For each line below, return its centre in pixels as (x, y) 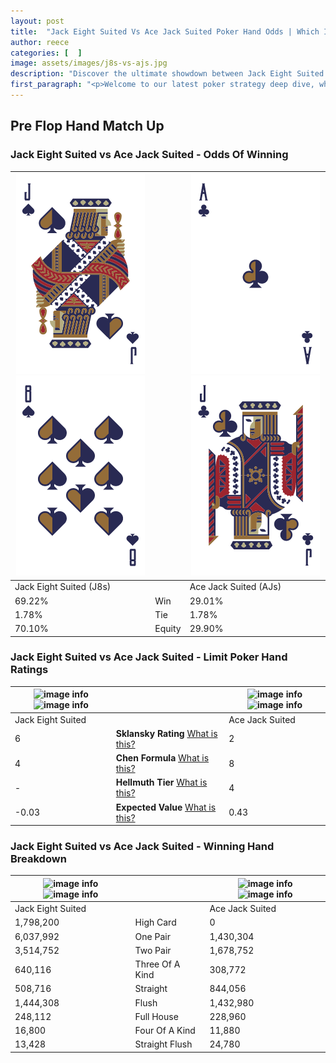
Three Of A (157, 964)
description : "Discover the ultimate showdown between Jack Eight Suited (167, 74)
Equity (168, 629)
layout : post (37, 21)
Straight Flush (163, 1044)
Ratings (29, 670)
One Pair (152, 936)
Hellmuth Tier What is (161, 782)
